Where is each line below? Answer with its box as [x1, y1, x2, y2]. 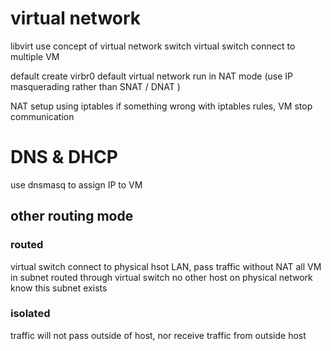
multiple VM [10, 50, 60, 62]
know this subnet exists [10, 282, 108, 294]
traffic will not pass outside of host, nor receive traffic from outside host [10, 329, 307, 341]
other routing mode [10, 208, 134, 225]
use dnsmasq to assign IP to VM [10, 178, 143, 191]
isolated [10, 307, 51, 321]
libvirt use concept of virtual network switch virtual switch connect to [10, 40, 296, 52]
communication [10, 110, 75, 122]
